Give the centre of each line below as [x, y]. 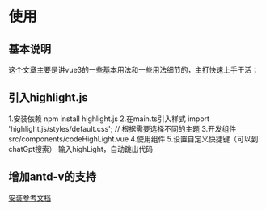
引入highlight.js [48, 98]
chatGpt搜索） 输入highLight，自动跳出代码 [81, 149]
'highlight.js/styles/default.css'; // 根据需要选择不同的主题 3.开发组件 [122, 128]
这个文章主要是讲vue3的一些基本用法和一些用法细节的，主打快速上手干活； [133, 70]
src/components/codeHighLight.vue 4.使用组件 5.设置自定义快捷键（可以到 [133, 139]
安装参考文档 [30, 198]
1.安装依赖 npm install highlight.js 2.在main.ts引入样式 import [109, 119]
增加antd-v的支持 [53, 177]
